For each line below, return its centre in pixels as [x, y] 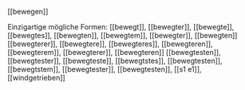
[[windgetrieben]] [36, 78]
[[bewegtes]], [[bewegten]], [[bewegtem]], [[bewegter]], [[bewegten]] [122, 35]
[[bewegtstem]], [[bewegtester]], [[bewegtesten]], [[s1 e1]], [105, 69]
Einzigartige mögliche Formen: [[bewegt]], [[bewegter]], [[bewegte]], [121, 27]
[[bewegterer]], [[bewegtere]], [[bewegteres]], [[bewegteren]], [110, 44]
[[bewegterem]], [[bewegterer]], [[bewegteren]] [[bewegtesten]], [114, 52]
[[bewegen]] [28, 12]
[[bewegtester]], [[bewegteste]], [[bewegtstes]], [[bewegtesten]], [115, 61]
